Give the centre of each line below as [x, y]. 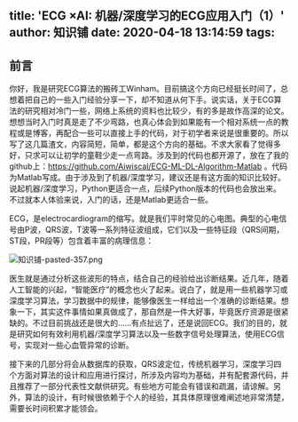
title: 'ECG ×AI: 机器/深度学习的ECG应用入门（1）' [147, 16]
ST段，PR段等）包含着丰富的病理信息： [81, 241]
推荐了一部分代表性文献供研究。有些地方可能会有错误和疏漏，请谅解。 [145, 386]
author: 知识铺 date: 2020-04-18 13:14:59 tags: [142, 32]
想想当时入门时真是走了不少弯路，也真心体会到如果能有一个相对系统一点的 [145, 122]
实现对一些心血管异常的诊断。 [79, 346]
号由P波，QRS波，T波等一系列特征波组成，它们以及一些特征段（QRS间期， [147, 230]
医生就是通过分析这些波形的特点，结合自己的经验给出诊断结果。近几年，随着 [149, 279]
